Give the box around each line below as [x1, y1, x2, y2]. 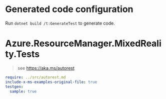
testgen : [5, 84, 23, 89]
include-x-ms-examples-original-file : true [5, 79, 97, 84]
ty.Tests [5, 49, 40, 60]
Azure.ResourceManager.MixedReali [5, 38, 161, 49]
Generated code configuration [5, 4, 133, 15]
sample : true [9, 89, 37, 94]
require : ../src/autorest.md [5, 74, 66, 80]
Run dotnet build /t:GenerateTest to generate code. [5, 20, 115, 26]
